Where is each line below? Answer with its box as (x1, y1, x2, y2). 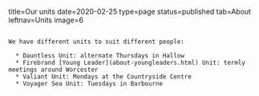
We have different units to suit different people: (8, 38, 184, 46)
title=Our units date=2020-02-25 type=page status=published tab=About (8, 7, 251, 16)
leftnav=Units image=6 (8, 15, 84, 25)
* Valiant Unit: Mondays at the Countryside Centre (15, 73, 192, 81)
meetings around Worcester (8, 66, 99, 74)
